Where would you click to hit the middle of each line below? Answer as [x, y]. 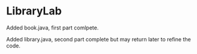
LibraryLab [34, 11]
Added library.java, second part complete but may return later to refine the [98, 39]
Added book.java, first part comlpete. [52, 28]
